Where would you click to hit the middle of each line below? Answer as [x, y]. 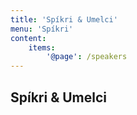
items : [42, 47]
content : [28, 38]
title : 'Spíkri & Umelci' [64, 19]
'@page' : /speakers [87, 57]
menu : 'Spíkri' [42, 29]
